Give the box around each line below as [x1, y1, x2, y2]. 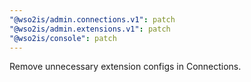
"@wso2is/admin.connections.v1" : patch [9, 14, 176, 25]
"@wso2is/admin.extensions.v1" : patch [9, 24, 171, 34]
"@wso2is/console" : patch [9, 33, 117, 43]
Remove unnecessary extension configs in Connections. [9, 61, 242, 73]
